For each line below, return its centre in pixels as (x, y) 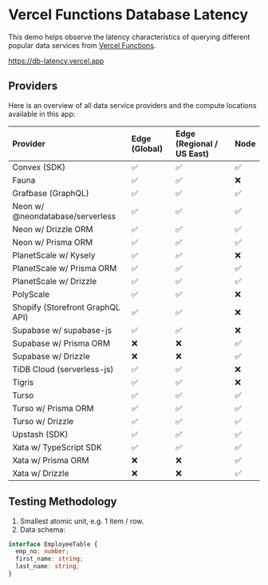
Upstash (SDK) (40, 434)
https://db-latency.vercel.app (56, 61)
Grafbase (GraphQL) (51, 193)
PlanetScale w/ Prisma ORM (65, 268)
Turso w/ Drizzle (43, 421)
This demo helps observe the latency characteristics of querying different (129, 37)
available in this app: (42, 114)
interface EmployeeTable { (53, 544)
